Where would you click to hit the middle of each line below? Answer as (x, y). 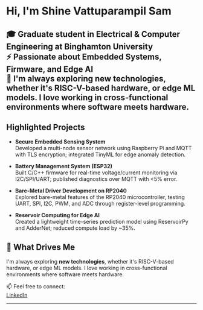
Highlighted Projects (46, 127)
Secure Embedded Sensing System (60, 142)
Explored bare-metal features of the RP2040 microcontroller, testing (100, 197)
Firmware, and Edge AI (50, 69)
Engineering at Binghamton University (79, 46)
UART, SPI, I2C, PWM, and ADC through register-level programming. (100, 204)
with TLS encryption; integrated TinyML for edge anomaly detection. (100, 154)
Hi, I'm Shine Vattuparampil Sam (89, 11)
